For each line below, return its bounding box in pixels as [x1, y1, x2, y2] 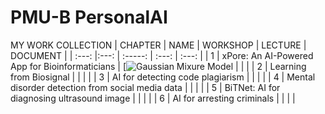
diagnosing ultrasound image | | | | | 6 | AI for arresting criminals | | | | [10, 92, 296, 104]
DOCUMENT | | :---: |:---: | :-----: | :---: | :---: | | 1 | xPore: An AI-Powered [10, 49, 314, 61]
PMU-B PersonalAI [10, 6, 168, 29]
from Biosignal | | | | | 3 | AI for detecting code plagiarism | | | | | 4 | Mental [10, 71, 316, 83]
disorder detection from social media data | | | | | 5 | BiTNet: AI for [10, 81, 281, 93]
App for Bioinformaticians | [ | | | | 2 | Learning [10, 60, 307, 72]
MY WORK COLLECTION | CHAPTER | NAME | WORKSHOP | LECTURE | [10, 39, 307, 51]
